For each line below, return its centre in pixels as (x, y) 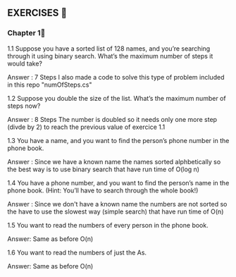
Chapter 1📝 (26, 33)
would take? (25, 63)
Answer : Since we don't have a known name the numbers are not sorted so (117, 204)
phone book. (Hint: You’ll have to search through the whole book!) (103, 190)
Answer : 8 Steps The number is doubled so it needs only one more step (112, 119)
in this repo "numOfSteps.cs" (50, 85)
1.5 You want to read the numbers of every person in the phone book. (108, 225)
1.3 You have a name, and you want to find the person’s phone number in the (118, 140)
